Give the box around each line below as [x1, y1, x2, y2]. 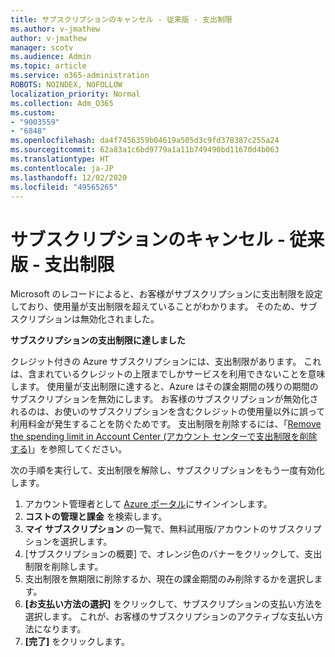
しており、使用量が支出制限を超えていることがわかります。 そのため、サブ [10, 301, 318, 313]
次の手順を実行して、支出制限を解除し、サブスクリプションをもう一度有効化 [10, 464, 325, 476]
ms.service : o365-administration [10, 71, 150, 81]
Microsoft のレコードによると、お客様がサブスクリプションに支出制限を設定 [10, 288, 323, 300]
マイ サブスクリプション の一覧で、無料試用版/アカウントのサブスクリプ [24, 523, 322, 535]
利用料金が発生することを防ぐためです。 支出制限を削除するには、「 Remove [10, 418, 322, 430]
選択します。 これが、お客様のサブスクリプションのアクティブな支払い [24, 611, 315, 623]
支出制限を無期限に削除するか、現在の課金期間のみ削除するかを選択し [24, 573, 315, 585]
